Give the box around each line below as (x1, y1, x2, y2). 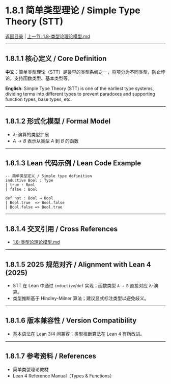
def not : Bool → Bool (5, 196, 53, 201)
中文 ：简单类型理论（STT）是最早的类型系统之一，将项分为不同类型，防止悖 (5, 69, 165, 75)
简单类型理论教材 (12, 366, 49, 372)
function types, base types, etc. (5, 96, 72, 102)
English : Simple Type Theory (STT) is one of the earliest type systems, (5, 85, 154, 92)
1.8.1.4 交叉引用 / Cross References (5, 224, 118, 233)
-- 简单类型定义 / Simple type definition (5, 173, 92, 179)
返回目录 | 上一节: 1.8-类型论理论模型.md (5, 33, 90, 39)
